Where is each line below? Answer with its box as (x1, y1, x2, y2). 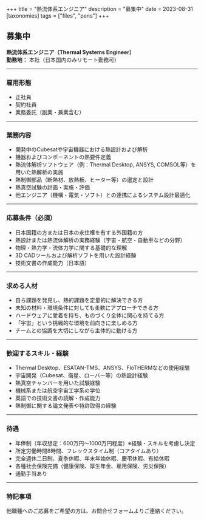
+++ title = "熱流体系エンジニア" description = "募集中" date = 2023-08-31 (6, 5, 193, 12)
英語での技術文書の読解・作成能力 (15, 394, 101, 402)
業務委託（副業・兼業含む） (15, 109, 85, 116)
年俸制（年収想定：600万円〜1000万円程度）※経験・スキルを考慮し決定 (15, 439, 195, 446)
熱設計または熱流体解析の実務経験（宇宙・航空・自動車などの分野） (15, 236, 186, 244)
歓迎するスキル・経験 (6, 349, 69, 357)
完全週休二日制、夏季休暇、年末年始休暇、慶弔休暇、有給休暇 (15, 454, 170, 462)
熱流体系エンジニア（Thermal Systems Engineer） (6, 48, 135, 56)
